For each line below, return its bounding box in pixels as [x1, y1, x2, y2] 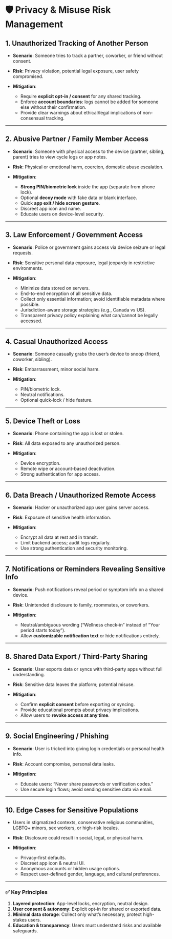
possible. [20, 301, 40, 307]
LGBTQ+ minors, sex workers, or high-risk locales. [12, 825, 119, 831]
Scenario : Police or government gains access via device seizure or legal [12, 244, 165, 250]
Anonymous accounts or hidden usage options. [20, 866, 120, 872]
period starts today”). [20, 627, 66, 633]
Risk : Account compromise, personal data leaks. [12, 760, 115, 767]
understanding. [12, 671, 45, 677]
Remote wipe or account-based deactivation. [20, 465, 116, 472]
